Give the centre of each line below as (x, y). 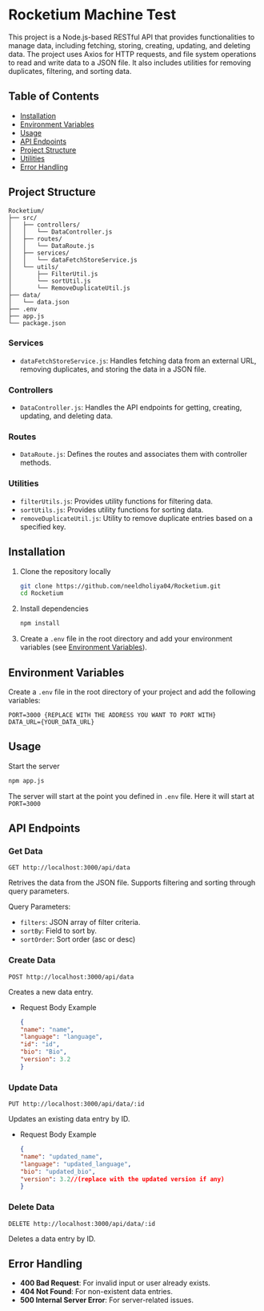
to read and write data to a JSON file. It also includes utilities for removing (130, 63)
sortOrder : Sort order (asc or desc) (78, 939)
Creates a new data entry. (51, 991)
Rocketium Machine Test (92, 15)
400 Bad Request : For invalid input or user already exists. (115, 1283)
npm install (40, 624)
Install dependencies (54, 609)
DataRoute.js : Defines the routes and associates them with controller (134, 454)
